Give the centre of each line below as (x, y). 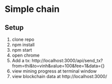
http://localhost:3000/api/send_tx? (67, 60)
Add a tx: (21, 60)
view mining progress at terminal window (54, 71)
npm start (22, 50)
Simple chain (32, 9)
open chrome (26, 55)
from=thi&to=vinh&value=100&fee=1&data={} (58, 66)
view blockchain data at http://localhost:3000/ (59, 76)
